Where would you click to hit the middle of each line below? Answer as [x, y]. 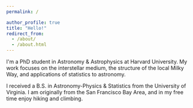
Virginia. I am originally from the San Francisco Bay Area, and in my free [95, 92]
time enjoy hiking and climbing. [45, 98]
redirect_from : [25, 33]
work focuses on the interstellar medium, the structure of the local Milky [95, 68]
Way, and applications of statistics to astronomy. [66, 74]
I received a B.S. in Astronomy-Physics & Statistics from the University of [96, 86]
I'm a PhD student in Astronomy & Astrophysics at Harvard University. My [97, 61]
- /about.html [29, 45]
